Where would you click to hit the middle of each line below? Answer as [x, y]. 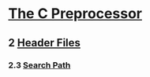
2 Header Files [45, 43]
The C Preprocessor [75, 14]
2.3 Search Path [39, 65]
